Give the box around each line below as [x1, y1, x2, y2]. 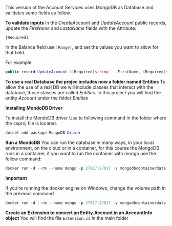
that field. [5, 50, 26, 55]
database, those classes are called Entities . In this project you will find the [5, 89, 161, 95]
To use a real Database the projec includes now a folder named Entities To [5, 78, 165, 85]
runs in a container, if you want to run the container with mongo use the [5, 150, 156, 156]
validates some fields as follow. [5, 10, 71, 16]
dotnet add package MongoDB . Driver [5, 130, 81, 135]
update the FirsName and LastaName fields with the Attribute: [5, 25, 137, 31]
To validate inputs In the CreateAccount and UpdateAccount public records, [5, 20, 167, 26]
